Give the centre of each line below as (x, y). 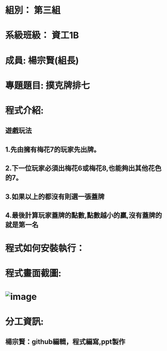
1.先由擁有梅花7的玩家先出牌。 (53, 149)
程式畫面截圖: (33, 273)
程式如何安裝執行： (45, 249)
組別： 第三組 (33, 10)
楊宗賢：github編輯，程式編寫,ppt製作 (65, 342)
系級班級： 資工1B (42, 35)
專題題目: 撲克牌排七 (47, 85)
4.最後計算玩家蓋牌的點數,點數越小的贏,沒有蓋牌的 (84, 215)
